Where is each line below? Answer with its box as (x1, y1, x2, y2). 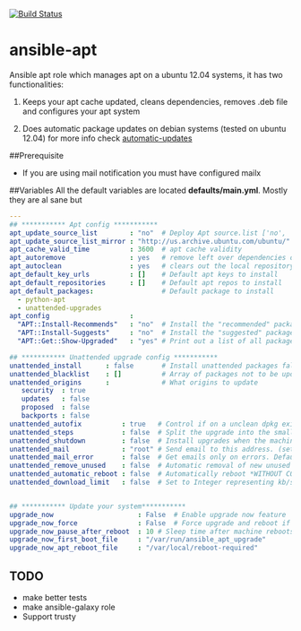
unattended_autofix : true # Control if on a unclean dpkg (9, 419, 279, 428)
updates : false (21, 394, 90, 403)
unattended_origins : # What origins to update (9, 377, 258, 387)
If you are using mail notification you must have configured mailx (21, 167, 262, 178)
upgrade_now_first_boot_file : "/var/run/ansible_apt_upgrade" (9, 535, 267, 544)
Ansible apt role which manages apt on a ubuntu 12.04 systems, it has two (9, 69, 284, 80)
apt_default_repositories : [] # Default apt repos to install (9, 278, 282, 287)
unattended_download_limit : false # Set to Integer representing (9, 478, 275, 488)
